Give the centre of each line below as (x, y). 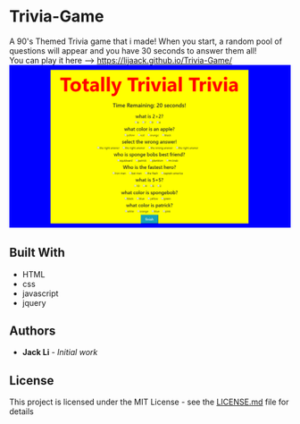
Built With (37, 253)
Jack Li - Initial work (60, 352)
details (21, 411)
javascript (40, 293)
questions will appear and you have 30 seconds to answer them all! (133, 50)
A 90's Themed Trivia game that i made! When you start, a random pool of (146, 41)
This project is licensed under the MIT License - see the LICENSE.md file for (149, 402)
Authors (33, 331)
